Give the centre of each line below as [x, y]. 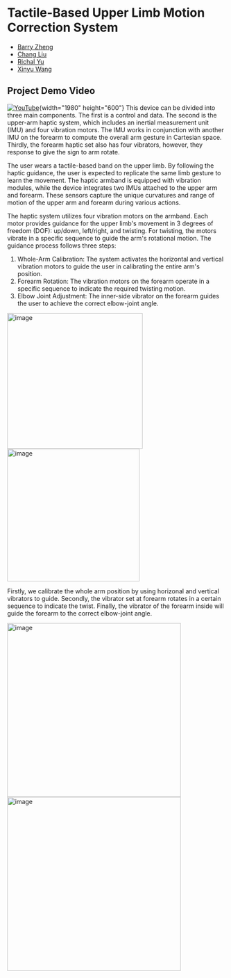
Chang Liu [32, 54]
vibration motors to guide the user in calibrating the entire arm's [108, 266]
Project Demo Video [51, 91]
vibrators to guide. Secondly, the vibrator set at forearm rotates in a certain [114, 598]
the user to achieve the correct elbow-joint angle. [88, 303]
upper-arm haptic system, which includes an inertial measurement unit [108, 122]
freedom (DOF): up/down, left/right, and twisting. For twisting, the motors [112, 230]
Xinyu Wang [34, 69]
